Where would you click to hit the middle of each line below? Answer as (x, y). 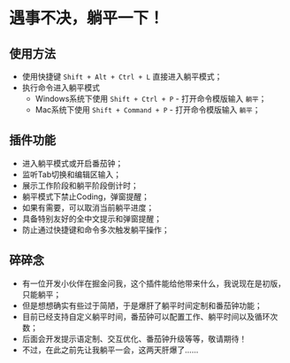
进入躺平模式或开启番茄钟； (72, 163)
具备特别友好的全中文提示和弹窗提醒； (92, 219)
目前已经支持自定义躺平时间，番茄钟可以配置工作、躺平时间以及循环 (146, 316)
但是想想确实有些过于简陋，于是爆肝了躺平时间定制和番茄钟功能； (142, 305)
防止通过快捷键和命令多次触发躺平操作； (95, 229)
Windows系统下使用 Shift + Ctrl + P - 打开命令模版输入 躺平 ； (151, 99)
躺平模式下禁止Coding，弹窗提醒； (86, 197)
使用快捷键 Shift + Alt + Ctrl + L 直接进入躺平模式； (122, 77)
